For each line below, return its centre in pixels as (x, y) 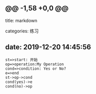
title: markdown (21, 20)
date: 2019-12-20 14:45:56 (48, 47)
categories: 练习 (22, 31)
